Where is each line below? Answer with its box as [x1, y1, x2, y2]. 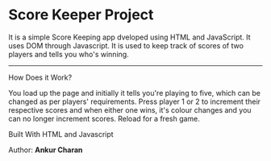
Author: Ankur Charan [8, 145, 83, 155]
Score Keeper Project [8, 6, 154, 24]
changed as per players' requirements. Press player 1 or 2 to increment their [8, 97, 261, 106]
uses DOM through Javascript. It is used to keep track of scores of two [8, 40, 244, 50]
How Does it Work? [8, 72, 73, 82]
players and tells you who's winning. [8, 49, 129, 59]
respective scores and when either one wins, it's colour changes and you [8, 105, 252, 114]
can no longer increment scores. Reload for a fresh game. [8, 114, 200, 123]
